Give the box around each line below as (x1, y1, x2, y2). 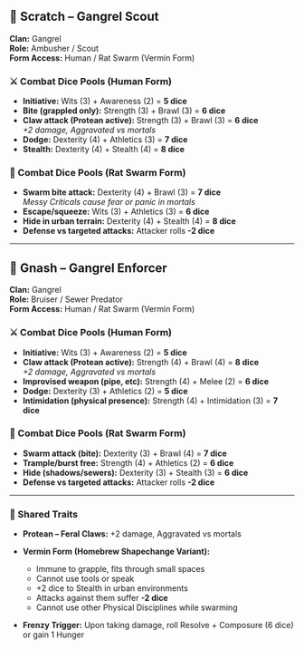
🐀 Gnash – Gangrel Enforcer (9, 260, 167, 276)
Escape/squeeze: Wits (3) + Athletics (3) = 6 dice (22, 206, 210, 218)
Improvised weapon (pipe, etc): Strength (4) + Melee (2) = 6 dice (22, 375, 270, 386)
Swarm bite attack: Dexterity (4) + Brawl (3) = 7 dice (22, 187, 222, 198)
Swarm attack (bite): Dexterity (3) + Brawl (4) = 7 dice (22, 448, 228, 459)
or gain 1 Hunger (22, 629, 85, 640)
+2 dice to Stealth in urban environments (35, 583, 188, 594)
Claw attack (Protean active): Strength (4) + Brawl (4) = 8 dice (22, 356, 260, 367)
